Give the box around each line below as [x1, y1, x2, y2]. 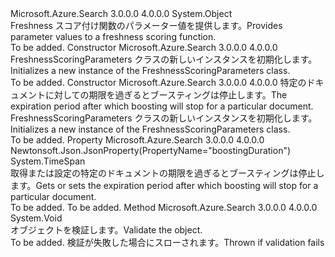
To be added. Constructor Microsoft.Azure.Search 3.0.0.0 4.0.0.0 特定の [10, 77, 307, 88]
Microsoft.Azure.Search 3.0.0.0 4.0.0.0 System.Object [10, 8, 233, 19]
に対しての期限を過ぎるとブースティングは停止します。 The [44, 89, 288, 101]
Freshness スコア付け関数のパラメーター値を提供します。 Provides [10, 20, 283, 31]
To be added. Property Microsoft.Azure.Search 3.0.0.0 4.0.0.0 [10, 134, 265, 146]
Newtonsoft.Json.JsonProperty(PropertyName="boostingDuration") [10, 145, 292, 156]
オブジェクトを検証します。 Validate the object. [10, 224, 203, 236]
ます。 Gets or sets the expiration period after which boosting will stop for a [10, 180, 319, 191]
